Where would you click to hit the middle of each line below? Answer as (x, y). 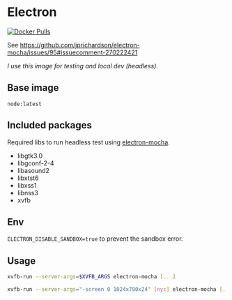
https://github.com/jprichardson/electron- (80, 45)
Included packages (49, 125)
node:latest (24, 104)
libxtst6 (28, 178)
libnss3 (28, 193)
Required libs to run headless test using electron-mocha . (89, 142)
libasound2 (33, 170)
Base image (33, 88)
